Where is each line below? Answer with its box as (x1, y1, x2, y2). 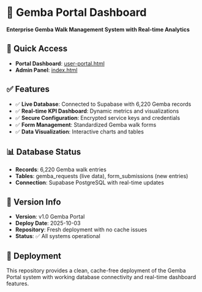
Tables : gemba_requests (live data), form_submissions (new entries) (15, 173, 189, 180)
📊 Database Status (6, 146, 81, 157)
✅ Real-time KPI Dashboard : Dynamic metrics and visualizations (15, 107, 179, 114)
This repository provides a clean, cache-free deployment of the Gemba (6, 267, 186, 274)
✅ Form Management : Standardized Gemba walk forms (15, 121, 157, 128)
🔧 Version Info (6, 197, 61, 207)
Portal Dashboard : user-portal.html (15, 59, 105, 67)
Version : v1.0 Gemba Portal (15, 213, 85, 220)
